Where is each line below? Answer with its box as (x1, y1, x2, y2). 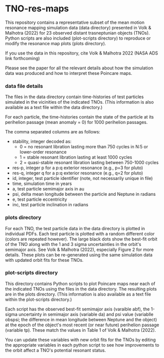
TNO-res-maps (5, 3, 69, 14)
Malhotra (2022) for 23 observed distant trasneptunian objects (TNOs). (5, 30, 150, 36)
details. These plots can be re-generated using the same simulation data (5, 251, 153, 258)
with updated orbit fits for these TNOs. (5, 257, 84, 263)
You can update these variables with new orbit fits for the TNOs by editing (5, 337, 156, 343)
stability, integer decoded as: (12, 138, 72, 144)
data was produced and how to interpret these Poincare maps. (5, 70, 132, 76)
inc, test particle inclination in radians (12, 202, 88, 208)
